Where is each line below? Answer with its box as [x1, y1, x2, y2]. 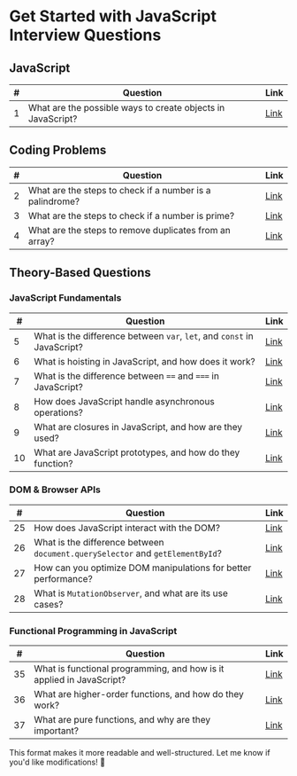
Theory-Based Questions [9, 265, 152, 280]
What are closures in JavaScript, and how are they [34, 420, 243, 433]
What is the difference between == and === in [34, 370, 219, 382]
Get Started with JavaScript [9, 6, 217, 27]
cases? [34, 598, 64, 610]
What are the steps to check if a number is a [27, 184, 211, 196]
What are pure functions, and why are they [34, 714, 210, 726]
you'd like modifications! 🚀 [9, 756, 106, 768]
